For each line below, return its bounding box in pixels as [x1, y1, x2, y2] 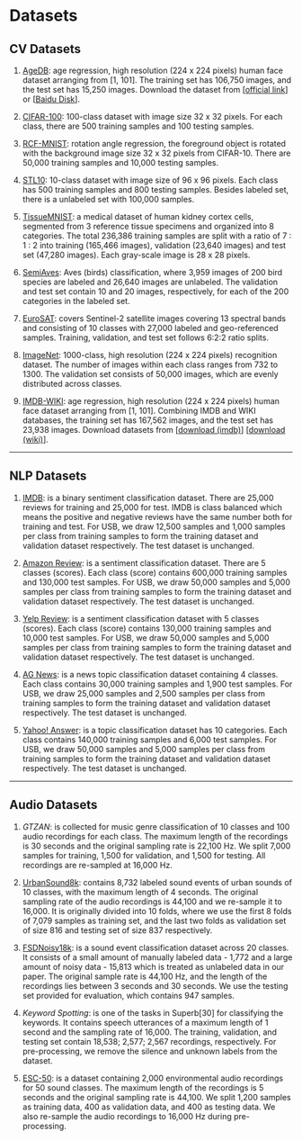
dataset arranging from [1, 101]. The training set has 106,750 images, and [22, 75, 292, 85]
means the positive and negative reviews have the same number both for [22, 511, 293, 522]
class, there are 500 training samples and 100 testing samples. [22, 121, 254, 131]
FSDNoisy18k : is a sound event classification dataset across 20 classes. [22, 942, 289, 953]
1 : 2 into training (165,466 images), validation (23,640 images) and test [22, 240, 286, 250]
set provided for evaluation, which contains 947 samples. [22, 990, 235, 1001]
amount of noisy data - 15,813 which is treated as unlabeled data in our [22, 961, 285, 972]
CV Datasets [9, 41, 82, 57]
